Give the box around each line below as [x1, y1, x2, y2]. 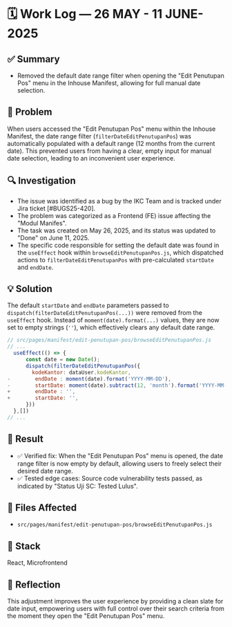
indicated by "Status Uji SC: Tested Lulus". [17, 482, 138, 490]
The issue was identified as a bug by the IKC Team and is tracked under [17, 197, 222, 205]
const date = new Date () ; [25, 356, 100, 363]
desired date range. [17, 466, 74, 475]
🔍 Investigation [7, 175, 76, 187]
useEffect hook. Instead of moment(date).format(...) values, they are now [7, 316, 220, 325]
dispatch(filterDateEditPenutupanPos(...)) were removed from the [7, 309, 202, 317]
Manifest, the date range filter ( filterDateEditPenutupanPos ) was [7, 131, 192, 140]
